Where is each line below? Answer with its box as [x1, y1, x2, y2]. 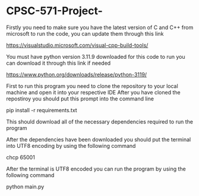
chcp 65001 [6, 153, 36, 161]
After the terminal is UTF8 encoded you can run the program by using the [6, 165, 186, 172]
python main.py [6, 183, 45, 190]
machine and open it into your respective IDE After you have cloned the [6, 88, 181, 96]
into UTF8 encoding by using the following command [6, 142, 136, 149]
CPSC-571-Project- [6, 4, 103, 18]
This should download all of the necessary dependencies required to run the [6, 118, 193, 125]
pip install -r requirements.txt [6, 106, 77, 113]
